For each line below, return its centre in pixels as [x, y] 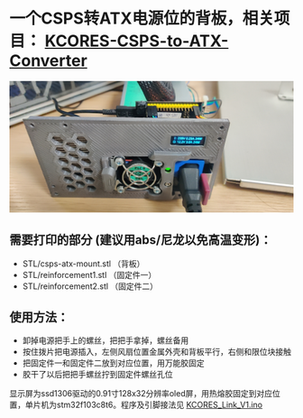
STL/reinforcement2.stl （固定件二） [90, 286]
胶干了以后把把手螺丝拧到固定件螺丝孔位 [97, 375]
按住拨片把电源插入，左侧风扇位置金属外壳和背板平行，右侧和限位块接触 [156, 352]
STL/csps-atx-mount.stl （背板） [83, 264]
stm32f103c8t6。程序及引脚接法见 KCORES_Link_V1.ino [160, 405]
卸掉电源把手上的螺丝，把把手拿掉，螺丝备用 [106, 340]
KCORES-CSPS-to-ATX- [137, 41]
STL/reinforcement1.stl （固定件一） [89, 274]
